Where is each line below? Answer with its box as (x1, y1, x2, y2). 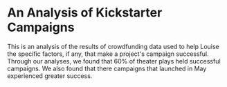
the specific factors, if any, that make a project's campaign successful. (7, 50, 209, 58)
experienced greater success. (7, 71, 93, 80)
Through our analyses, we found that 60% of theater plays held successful (7, 57, 221, 65)
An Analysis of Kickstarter (7, 5, 163, 21)
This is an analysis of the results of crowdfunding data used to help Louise (7, 42, 219, 50)
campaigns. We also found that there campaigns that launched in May (7, 64, 207, 72)
